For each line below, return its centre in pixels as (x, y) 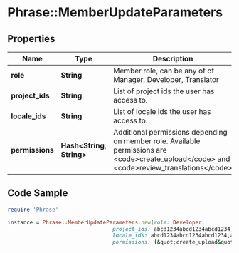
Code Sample (38, 193)
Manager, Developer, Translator (166, 79)
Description (173, 59)
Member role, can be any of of (164, 71)
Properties (31, 39)
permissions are (140, 150)
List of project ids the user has (164, 91)
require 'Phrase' (33, 210)
